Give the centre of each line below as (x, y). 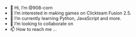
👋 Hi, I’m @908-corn (31, 8)
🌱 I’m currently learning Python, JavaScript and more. (66, 18)
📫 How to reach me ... (33, 29)
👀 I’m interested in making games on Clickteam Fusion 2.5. (71, 13)
